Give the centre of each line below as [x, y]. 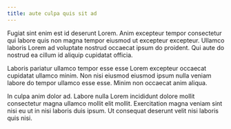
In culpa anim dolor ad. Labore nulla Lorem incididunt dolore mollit [101, 96]
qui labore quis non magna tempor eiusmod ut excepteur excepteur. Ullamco [116, 40]
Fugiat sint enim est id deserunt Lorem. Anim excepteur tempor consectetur [114, 33]
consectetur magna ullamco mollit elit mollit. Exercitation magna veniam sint [115, 103]
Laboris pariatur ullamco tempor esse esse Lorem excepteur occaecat [107, 68]
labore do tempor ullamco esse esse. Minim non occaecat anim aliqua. [107, 82]
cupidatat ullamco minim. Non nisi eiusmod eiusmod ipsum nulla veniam [109, 75]
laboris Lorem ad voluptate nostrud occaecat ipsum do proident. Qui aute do [116, 47]
